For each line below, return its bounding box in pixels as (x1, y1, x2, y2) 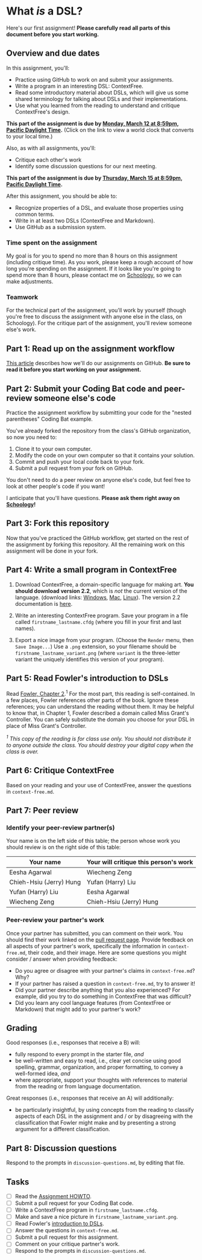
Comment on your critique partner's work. (14, 1241, 120, 1248)
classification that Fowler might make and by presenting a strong (14, 1119, 176, 1126)
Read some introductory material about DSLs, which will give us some (14, 89, 189, 96)
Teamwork (6, 293, 39, 301)
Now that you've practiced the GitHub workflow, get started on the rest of (6, 534, 189, 542)
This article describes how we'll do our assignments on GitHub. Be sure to (6, 360, 191, 367)
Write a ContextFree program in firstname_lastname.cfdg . (14, 1206, 159, 1213)
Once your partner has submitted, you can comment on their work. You (6, 929, 183, 937)
